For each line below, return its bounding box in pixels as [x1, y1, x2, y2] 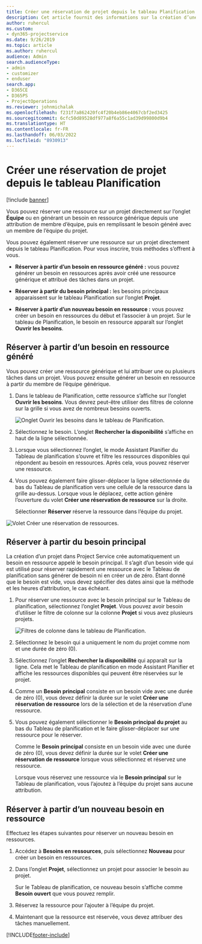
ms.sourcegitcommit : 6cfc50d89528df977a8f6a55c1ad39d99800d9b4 [6, 115, 168, 121]
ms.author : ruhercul [6, 48, 58, 54]
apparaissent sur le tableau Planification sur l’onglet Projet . [14, 294, 161, 301]
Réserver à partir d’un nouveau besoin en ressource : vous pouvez [14, 305, 184, 313]
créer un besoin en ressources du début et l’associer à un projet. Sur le [14, 312, 191, 319]
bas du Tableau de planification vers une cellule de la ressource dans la [14, 483, 192, 490]
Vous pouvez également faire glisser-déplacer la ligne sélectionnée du [14, 477, 190, 484]
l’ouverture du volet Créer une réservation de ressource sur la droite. [14, 496, 188, 503]
